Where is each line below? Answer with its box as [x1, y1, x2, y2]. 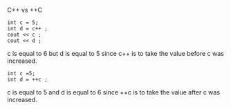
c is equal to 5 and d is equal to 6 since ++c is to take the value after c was [7, 88, 220, 96]
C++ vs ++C [7, 6, 43, 14]
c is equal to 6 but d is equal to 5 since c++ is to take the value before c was [7, 50, 225, 57]
